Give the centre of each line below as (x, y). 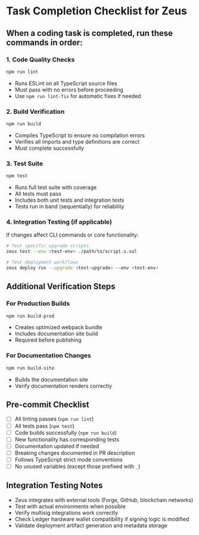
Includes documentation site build (56, 334)
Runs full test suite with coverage (56, 187)
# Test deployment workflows (42, 262)
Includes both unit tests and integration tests (69, 200)
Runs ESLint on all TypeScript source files (66, 83)
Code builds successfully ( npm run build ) (66, 433)
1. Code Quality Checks (41, 59)
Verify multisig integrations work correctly (66, 512)
